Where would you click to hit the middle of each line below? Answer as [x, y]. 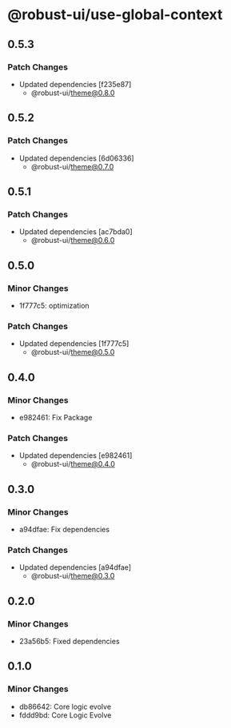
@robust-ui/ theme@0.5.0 [73, 352]
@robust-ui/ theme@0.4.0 [73, 464]
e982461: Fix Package [56, 417]
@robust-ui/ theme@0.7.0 [72, 166]
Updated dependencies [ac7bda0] [76, 232]
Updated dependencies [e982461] [76, 455]
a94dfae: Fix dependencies [64, 529]
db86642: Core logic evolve [65, 706]
